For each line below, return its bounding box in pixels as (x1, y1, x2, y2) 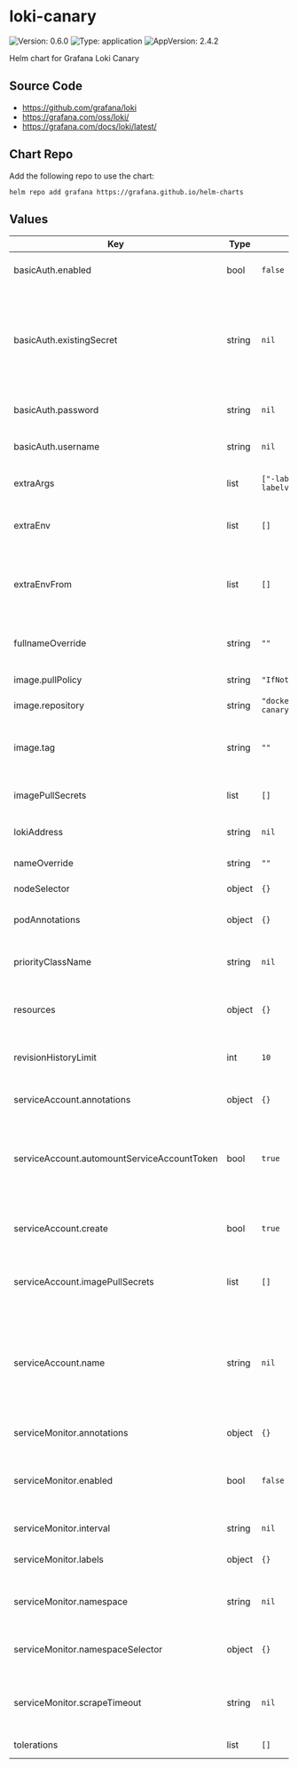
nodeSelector (13, 882, 70, 895)
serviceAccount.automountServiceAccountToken (13, 1152, 219, 1165)
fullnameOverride (13, 637, 87, 649)
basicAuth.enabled (13, 264, 91, 276)
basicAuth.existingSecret (13, 334, 118, 346)
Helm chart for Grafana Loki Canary (9, 52, 140, 63)
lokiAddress (13, 826, 64, 839)
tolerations (13, 1739, 59, 1751)
